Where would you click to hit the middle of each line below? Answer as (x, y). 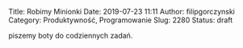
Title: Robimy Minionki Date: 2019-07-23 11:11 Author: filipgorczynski (122, 12)
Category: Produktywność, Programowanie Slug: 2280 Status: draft (121, 20)
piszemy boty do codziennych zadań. (71, 36)
